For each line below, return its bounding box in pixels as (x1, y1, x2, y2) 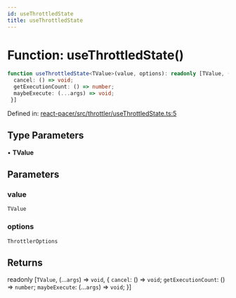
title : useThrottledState (7, 17, 83, 24)
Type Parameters (7, 129, 84, 141)
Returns (7, 257, 44, 268)
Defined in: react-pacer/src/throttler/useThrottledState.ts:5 (7, 109, 177, 117)
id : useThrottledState (7, 10, 74, 18)
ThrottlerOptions (7, 238, 58, 245)
